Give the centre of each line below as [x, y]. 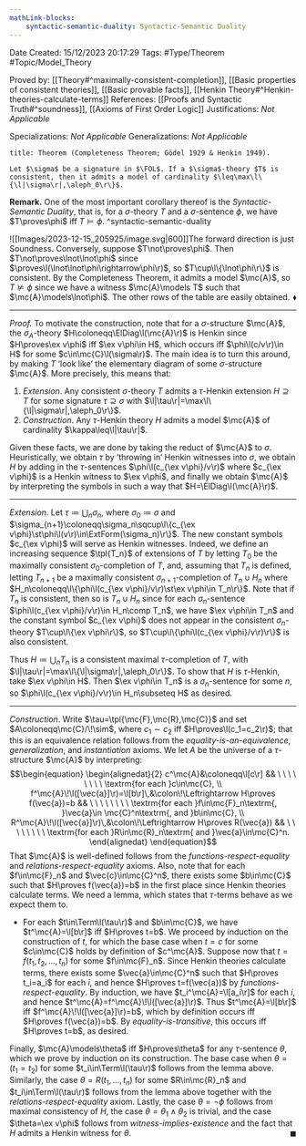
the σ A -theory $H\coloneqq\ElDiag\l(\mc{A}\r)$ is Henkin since [128, 334]
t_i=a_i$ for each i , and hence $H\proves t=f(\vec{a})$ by [130, 983]
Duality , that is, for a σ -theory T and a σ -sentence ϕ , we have [162, 212]
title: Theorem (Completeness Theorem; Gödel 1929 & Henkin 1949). [140, 153]
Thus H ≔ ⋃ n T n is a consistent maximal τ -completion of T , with [129, 660]
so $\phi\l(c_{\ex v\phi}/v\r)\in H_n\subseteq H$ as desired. [121, 693]
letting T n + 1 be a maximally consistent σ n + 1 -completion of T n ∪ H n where [149, 578]
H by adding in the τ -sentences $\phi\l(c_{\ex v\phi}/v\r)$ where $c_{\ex [146, 467]
